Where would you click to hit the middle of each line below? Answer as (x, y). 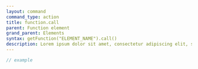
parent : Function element (38, 28)
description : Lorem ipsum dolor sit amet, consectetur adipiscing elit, (97, 44)
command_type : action (33, 17)
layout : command (26, 11)
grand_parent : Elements (35, 33)
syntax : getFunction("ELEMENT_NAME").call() (62, 39)
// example (19, 60)
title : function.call (33, 22)
